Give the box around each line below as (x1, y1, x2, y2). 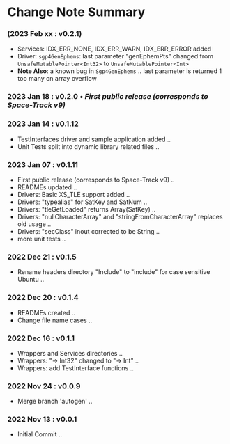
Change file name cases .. (17, 316, 93, 324)
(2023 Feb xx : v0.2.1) (7, 29, 82, 39)
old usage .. (17, 220, 52, 228)
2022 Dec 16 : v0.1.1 (7, 333, 75, 343)
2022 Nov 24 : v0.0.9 (7, 381, 81, 390)
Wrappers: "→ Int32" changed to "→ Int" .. (17, 356, 139, 365)
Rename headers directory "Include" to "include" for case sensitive (17, 268, 210, 276)
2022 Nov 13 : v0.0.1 (7, 415, 77, 425)
